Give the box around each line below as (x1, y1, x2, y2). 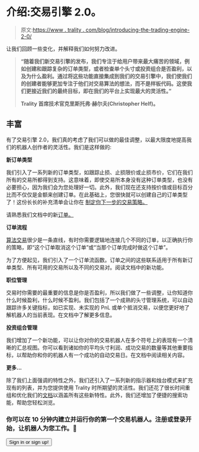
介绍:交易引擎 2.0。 (6, 5, 102, 19)
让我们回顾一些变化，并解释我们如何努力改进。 (6, 45, 120, 52)
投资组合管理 (6, 324, 37, 331)
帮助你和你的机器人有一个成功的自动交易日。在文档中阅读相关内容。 (21, 351, 188, 358)
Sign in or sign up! (9, 439, 49, 445)
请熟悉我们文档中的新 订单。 (6, 211, 74, 218)
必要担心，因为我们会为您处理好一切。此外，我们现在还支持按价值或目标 (6, 184, 182, 191)
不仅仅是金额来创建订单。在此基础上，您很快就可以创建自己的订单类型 (16, 191, 188, 198)
